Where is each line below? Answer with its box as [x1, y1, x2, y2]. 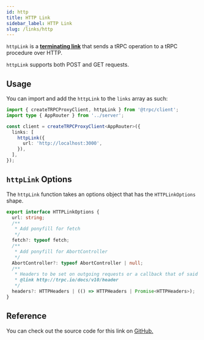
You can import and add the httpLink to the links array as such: [6, 95, 168, 103]
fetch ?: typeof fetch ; [12, 237, 70, 244]
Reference [6, 311, 47, 321]
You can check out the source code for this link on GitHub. [6, 327, 154, 335]
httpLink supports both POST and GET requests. [6, 61, 129, 68]
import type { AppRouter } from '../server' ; [6, 112, 124, 118]
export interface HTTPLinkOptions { [6, 209, 100, 215]
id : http [6, 9, 29, 15]
